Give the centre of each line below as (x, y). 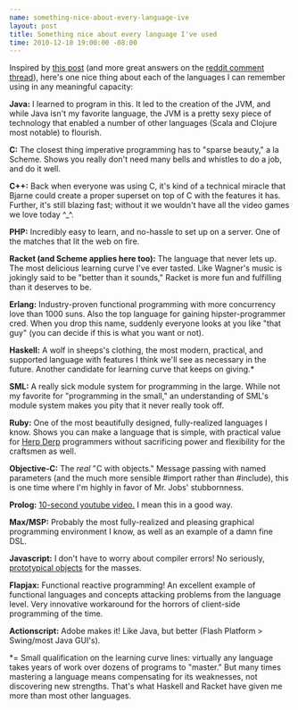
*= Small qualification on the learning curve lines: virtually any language (141, 658)
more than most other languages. (70, 696)
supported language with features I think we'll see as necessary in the (138, 360)
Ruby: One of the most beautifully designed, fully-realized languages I (138, 423)
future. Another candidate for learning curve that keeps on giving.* (132, 369)
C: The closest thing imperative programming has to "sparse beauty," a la (144, 150)
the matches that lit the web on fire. (74, 241)
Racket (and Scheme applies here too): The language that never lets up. (143, 259)
